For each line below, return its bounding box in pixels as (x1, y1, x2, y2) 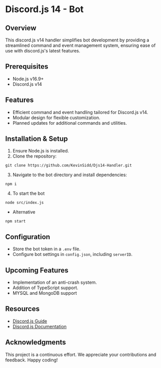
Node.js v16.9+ (12, 76, 44, 82)
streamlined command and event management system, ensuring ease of (5, 42, 156, 48)
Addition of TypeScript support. (12, 285, 79, 291)
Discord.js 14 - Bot (5, 4, 84, 15)
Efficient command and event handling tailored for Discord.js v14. (12, 109, 148, 115)
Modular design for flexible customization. (12, 115, 100, 121)
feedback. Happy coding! (5, 357, 58, 363)
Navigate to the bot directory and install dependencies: (12, 172, 127, 178)
